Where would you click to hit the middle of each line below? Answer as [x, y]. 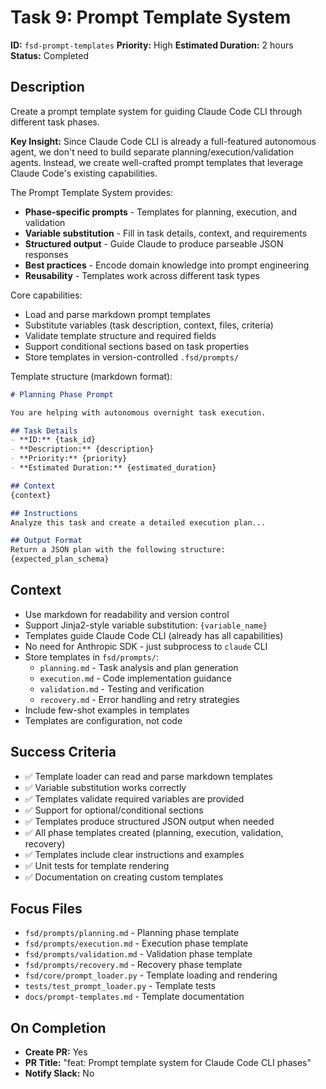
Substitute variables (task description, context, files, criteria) [149, 325]
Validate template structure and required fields [120, 335]
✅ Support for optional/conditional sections [114, 810]
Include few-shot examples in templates [107, 710]
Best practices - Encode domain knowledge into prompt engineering [167, 265]
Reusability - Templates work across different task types [142, 275]
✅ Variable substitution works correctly [105, 787]
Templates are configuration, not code [103, 720]
